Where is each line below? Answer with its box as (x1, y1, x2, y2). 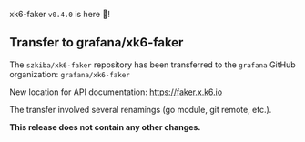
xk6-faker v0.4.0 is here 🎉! (9, 9, 111, 19)
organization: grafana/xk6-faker (9, 68, 130, 79)
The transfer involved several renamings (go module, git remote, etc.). (9, 104, 272, 115)
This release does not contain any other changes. (9, 121, 201, 132)
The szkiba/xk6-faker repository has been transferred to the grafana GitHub (9, 59, 296, 70)
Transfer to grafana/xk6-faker (9, 35, 184, 50)
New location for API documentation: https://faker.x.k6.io (9, 86, 223, 97)
